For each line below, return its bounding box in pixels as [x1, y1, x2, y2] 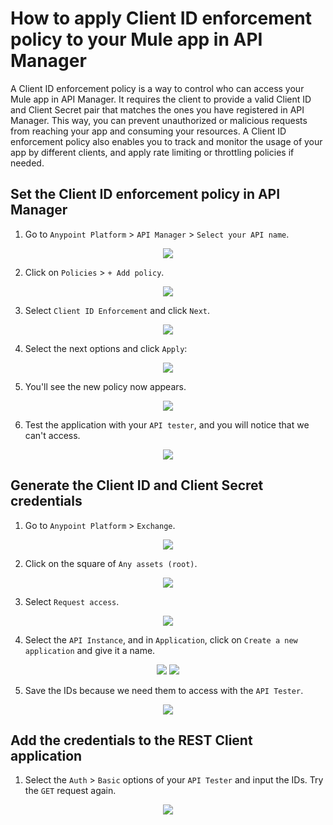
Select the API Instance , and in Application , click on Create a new [24, 633, 298, 646]
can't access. [24, 429, 81, 441]
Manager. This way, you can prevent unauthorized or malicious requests [10, 114, 308, 126]
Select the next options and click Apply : [24, 342, 188, 354]
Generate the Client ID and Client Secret [10, 477, 264, 494]
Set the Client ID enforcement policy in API [10, 186, 281, 203]
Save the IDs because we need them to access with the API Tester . [24, 684, 304, 696]
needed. [10, 157, 45, 169]
